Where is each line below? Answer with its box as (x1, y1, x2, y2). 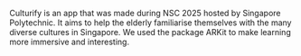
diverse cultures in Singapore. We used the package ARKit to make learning (9, 27, 291, 37)
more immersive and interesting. (9, 36, 129, 47)
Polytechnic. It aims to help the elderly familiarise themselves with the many (9, 17, 292, 28)
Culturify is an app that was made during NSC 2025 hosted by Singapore (9, 8, 281, 18)
